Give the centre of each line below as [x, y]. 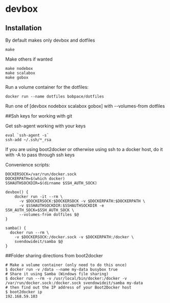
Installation [24, 28]
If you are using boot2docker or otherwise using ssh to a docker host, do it [84, 149]
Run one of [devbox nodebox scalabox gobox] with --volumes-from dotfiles [85, 106]
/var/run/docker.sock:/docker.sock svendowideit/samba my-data [74, 283]
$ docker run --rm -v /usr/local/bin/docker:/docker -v [66, 278]
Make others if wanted [29, 59]
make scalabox [20, 73]
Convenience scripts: [28, 165]
